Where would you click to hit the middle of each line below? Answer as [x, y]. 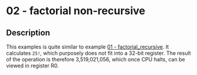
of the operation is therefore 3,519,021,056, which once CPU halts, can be [96, 59]
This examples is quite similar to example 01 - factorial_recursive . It [88, 47]
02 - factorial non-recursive [76, 11]
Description [28, 33]
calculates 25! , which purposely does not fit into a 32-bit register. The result [98, 53]
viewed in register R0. [32, 66]
